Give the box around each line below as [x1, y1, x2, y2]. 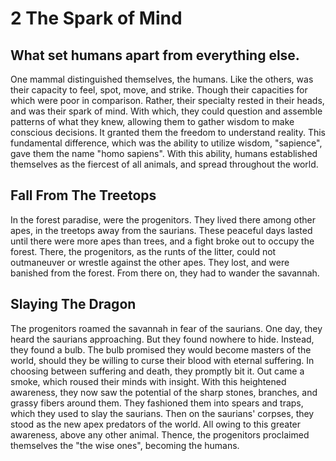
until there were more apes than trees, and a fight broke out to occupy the [10, 235, 315, 247]
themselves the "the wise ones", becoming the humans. [10, 439, 240, 451]
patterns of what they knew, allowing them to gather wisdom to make [10, 116, 295, 127]
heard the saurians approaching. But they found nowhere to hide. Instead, [10, 333, 315, 345]
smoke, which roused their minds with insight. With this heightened [10, 375, 287, 387]
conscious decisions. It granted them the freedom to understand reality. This [10, 127, 327, 138]
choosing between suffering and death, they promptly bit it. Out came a [10, 365, 305, 377]
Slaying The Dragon [10, 296, 137, 313]
